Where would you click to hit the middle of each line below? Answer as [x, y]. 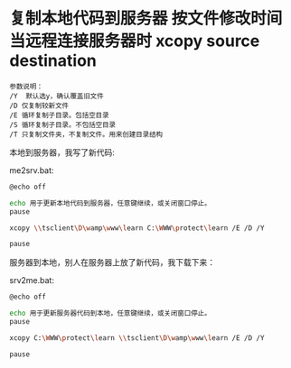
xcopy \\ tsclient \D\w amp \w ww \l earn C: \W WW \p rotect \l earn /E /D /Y [137, 228]
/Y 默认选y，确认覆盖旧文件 [56, 96]
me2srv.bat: [32, 170]
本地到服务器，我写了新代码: [62, 152]
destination [53, 61]
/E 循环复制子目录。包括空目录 [60, 115]
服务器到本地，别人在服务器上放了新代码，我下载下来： [112, 262]
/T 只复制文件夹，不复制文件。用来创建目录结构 [86, 134]
